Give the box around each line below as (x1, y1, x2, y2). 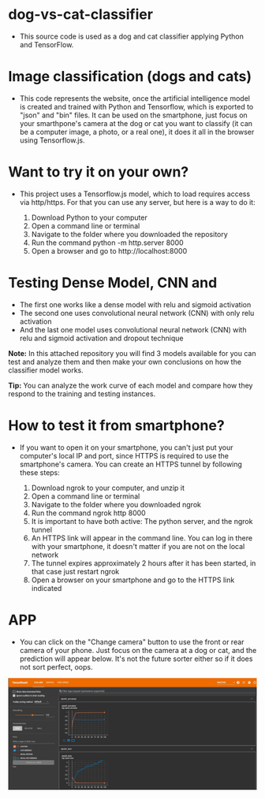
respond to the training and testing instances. (8, 388, 156, 399)
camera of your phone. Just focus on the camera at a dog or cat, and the (19, 645, 257, 655)
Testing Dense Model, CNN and (8, 274, 218, 291)
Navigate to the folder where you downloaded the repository (31, 229, 229, 239)
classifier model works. (8, 365, 84, 375)
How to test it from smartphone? (8, 416, 225, 434)
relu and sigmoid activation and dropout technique (19, 333, 184, 343)
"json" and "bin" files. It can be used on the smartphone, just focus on (19, 110, 248, 120)
